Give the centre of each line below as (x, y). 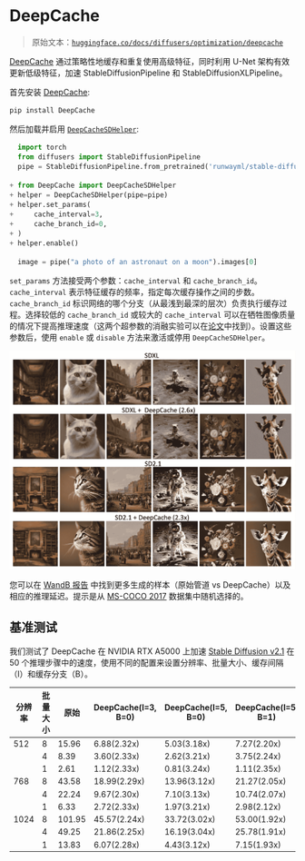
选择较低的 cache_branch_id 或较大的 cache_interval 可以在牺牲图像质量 (160, 315)
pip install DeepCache (52, 110)
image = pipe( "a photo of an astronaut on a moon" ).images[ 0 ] (138, 262)
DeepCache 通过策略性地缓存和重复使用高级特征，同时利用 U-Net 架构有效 (150, 61)
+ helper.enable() (44, 243)
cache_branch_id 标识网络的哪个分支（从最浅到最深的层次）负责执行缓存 (144, 303)
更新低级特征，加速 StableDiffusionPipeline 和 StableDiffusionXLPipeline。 (148, 73)
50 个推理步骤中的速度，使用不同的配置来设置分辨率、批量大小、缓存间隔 (147, 662)
